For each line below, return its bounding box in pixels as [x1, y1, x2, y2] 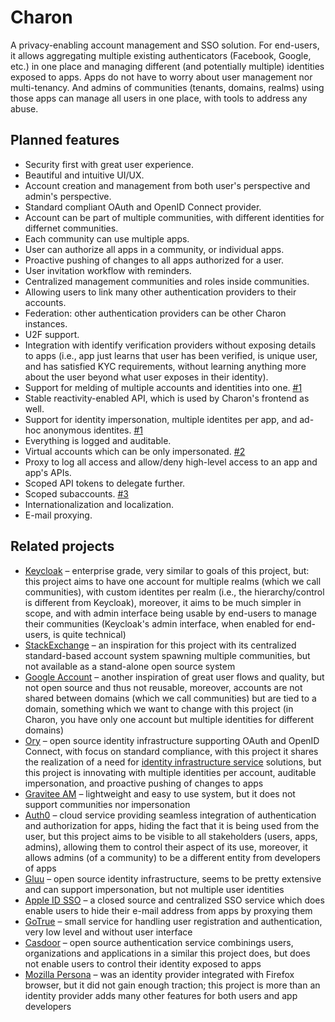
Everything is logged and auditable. [24, 434, 172, 446]
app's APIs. [24, 466, 72, 478]
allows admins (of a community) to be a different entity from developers [24, 851, 321, 863]
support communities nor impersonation [24, 798, 191, 810]
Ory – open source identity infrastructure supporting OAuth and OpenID [24, 734, 320, 746]
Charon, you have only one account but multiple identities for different [24, 713, 315, 725]
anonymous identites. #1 [43, 424, 144, 436]
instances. [24, 317, 68, 330]
